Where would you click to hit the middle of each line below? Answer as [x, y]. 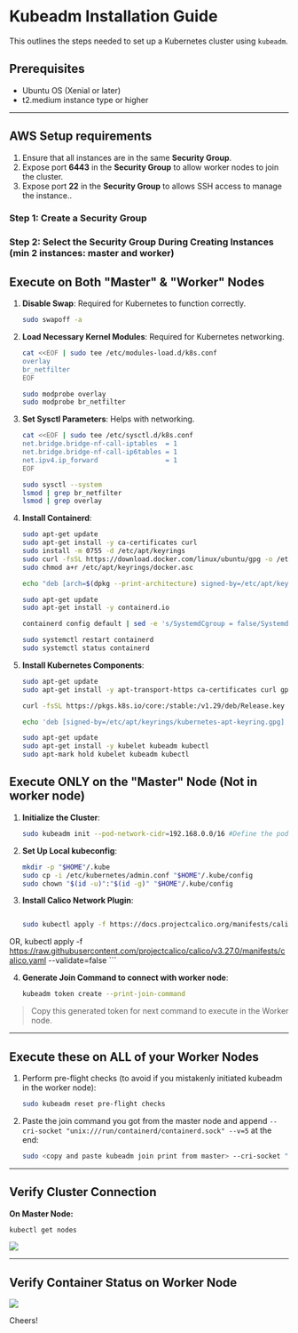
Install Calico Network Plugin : [78, 901]
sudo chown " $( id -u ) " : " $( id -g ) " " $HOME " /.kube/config [127, 883]
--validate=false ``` [82, 960]
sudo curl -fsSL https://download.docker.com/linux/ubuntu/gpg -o [147, 559]
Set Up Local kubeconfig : [70, 850]
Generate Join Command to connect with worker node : [125, 978]
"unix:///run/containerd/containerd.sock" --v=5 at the [169, 1130]
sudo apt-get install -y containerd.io [96, 608]
